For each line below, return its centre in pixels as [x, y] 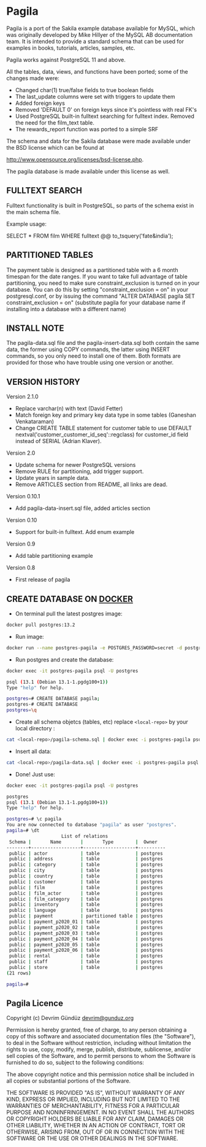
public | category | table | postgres [86, 865]
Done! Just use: [35, 774]
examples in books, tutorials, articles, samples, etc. [71, 48]
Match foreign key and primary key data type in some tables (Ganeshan [105, 415]
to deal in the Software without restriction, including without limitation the [99, 1043]
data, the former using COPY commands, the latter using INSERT [88, 350]
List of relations [85, 836]
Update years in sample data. [52, 478]
